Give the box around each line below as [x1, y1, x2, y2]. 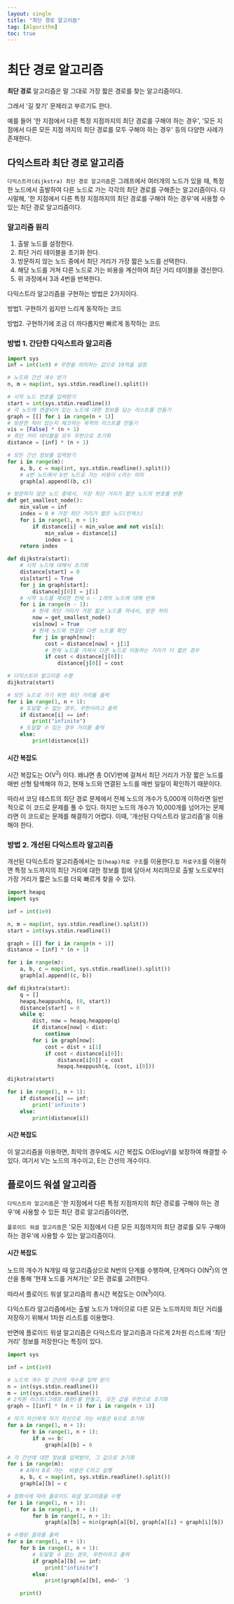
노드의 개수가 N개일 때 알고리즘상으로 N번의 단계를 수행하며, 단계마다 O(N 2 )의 [7, 1264, 221, 1274]
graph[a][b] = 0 [44, 1441, 92, 1448]
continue [44, 1030, 71, 1038]
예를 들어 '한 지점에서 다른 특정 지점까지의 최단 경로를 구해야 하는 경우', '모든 [7, 117, 216, 125]
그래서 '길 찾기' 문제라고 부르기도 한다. [7, 102, 112, 110]
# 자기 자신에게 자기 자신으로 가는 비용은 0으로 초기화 [7, 1415, 145, 1422]
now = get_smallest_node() [32, 614, 111, 621]
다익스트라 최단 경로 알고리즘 [7, 157, 125, 168]
